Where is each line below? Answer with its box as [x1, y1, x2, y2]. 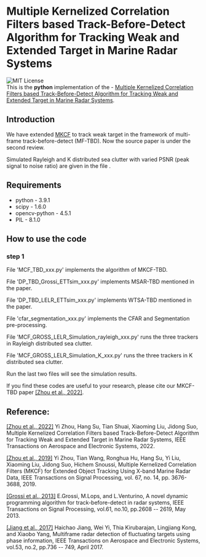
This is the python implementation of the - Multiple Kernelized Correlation [6, 83, 194, 90]
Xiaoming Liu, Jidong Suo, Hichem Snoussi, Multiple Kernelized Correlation [6, 461, 197, 468]
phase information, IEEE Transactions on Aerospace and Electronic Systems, [6, 537, 200, 545]
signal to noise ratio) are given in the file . [6, 162, 111, 170]
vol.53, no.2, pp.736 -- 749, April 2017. [6, 543, 103, 551]
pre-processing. [6, 322, 47, 329]
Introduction [6, 114, 55, 125]
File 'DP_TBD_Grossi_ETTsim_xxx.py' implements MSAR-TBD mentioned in [6, 278, 195, 285]
